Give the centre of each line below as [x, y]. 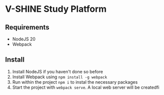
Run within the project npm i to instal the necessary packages [75, 82]
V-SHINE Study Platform [56, 9]
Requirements [27, 27]
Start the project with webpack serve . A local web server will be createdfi [86, 87]
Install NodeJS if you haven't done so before [58, 71]
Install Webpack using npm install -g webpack [60, 77]
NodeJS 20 [24, 39]
